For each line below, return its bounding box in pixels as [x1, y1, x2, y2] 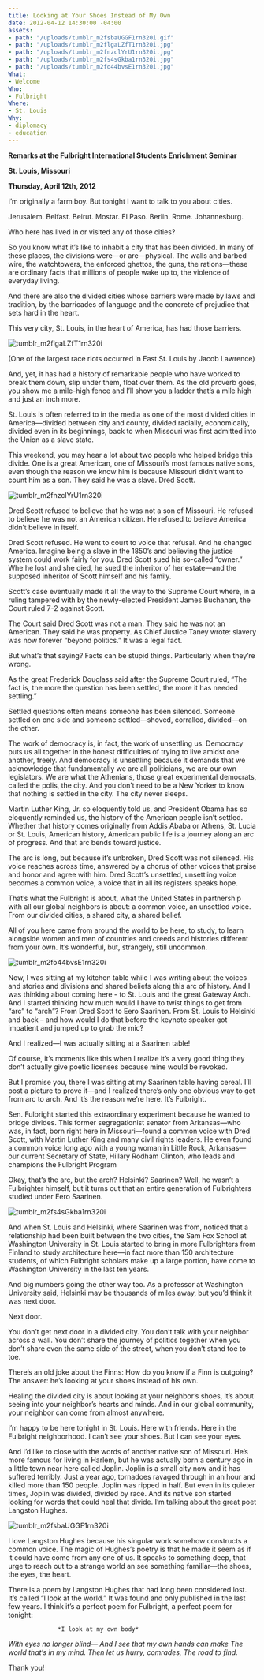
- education [8, 129, 47, 137]
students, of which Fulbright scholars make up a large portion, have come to [8, 1255, 256, 1265]
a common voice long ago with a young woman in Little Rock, [8, 1143, 207, 1152]
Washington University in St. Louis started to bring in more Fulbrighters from [8, 1239, 256, 1248]
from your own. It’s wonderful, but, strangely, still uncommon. [8, 942, 207, 952]
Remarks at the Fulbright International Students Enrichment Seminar [8, 151, 237, 160]
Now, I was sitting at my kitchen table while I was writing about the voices [8, 972, 247, 982]
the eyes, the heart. [8, 1570, 72, 1579]
